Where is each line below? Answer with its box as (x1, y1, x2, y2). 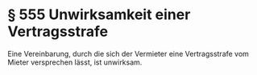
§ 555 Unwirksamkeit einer (7, 6, 191, 24)
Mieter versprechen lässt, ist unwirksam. (7, 57, 143, 67)
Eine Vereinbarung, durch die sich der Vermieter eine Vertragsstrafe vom (7, 49, 249, 58)
